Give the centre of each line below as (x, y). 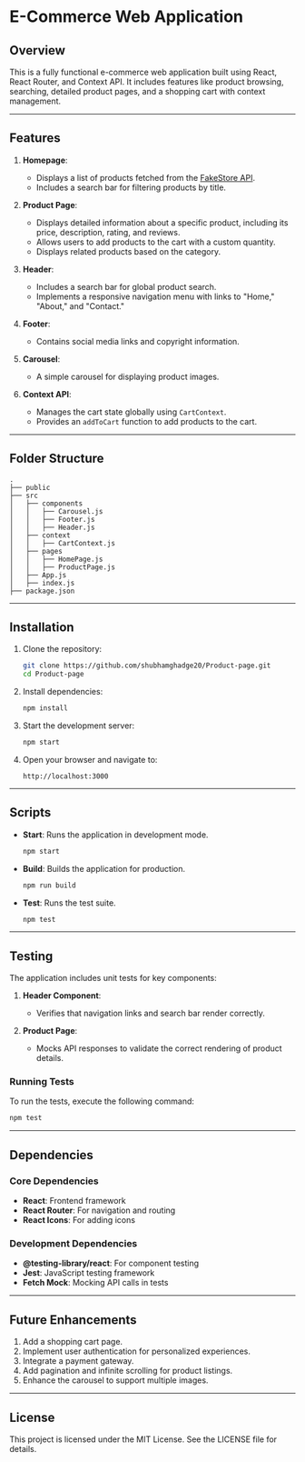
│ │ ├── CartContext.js (63, 543)
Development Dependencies (74, 1243)
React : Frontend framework (74, 1201)
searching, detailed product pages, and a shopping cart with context (138, 91)
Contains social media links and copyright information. (138, 341)
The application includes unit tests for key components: (113, 978)
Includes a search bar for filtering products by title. (131, 187)
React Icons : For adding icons (79, 1220)
